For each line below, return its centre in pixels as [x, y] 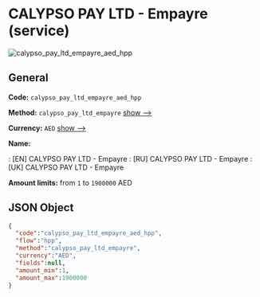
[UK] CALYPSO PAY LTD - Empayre [66, 167]
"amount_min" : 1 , [42, 270]
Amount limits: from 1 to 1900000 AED [71, 182]
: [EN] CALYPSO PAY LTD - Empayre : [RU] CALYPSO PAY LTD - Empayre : [130, 158]
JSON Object [41, 208]
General [29, 78]
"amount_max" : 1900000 [51, 278]
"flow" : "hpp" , [39, 241]
